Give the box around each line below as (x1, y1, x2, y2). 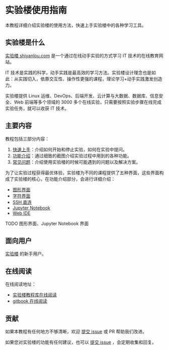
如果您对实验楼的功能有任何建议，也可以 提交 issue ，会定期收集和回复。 (5, 339, 157, 345)
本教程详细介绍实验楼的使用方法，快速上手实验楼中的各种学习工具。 (5, 22, 146, 28)
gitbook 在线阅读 (12, 298, 48, 304)
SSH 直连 (12, 199, 32, 205)
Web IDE (12, 210, 31, 216)
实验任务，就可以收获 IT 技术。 (5, 105, 69, 111)
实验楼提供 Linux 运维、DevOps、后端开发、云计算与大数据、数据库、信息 (5, 92, 159, 98)
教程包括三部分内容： (5, 136, 49, 142)
